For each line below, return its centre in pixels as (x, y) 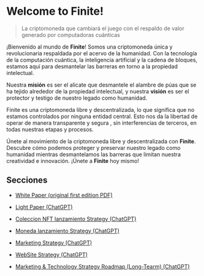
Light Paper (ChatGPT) (44, 207)
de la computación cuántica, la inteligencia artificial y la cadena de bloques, (102, 60)
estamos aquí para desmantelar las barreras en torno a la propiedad (92, 66)
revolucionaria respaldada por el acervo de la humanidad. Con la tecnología (102, 53)
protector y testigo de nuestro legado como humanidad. (77, 98)
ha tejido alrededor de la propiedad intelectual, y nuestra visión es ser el (98, 91)
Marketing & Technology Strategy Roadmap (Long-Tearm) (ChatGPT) (102, 266)
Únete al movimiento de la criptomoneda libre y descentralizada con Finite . (101, 141)
